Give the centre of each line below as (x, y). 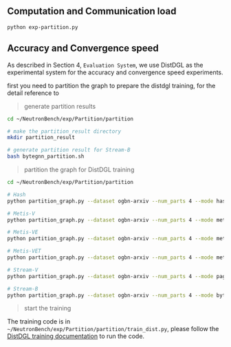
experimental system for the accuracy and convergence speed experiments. (115, 72)
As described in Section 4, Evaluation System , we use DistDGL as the (105, 65)
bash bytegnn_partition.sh (46, 157)
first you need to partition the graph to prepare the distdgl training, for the (111, 85)
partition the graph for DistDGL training (79, 169)
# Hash (16, 194)
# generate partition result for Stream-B (69, 150)
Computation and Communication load (92, 11)
